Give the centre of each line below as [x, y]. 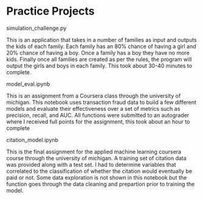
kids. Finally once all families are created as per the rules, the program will [99, 59]
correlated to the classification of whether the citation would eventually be [99, 171]
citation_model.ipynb [33, 140]
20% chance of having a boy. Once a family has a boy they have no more [98, 52]
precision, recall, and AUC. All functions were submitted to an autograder [98, 115]
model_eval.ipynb [28, 84]
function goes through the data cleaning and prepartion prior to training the [101, 184]
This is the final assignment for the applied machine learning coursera [94, 152]
